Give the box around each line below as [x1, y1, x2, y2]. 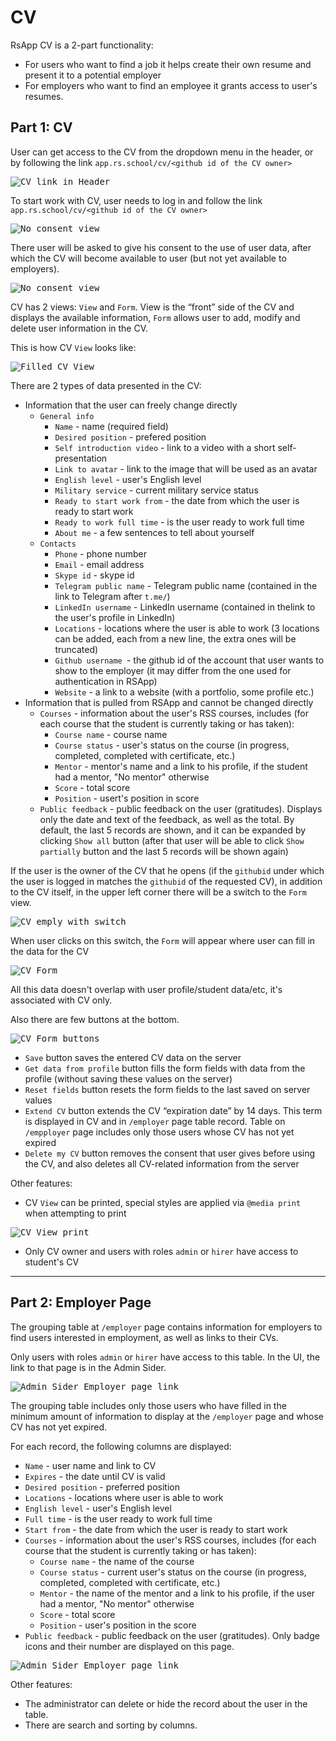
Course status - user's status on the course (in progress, [54, 739, 290, 751]
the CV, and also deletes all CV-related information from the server [24, 1157, 300, 1170]
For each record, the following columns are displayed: [10, 1440, 232, 1452]
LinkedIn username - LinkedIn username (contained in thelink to [54, 601, 316, 613]
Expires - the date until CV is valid [24, 1470, 166, 1482]
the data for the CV [10, 945, 90, 957]
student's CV [24, 1256, 80, 1268]
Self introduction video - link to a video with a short [54, 441, 276, 453]
